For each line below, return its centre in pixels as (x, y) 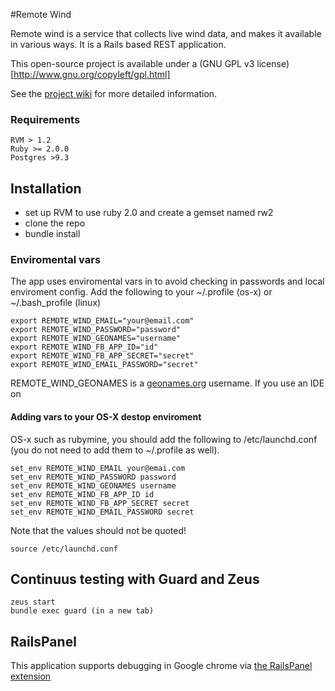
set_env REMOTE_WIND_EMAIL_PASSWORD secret (102, 512)
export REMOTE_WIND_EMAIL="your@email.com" (102, 321)
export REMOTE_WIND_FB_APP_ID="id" (84, 347)
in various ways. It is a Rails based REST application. (118, 44)
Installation (46, 188)
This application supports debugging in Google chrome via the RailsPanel (161, 666)
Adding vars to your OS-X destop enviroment (106, 417)
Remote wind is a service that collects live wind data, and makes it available (166, 33)
